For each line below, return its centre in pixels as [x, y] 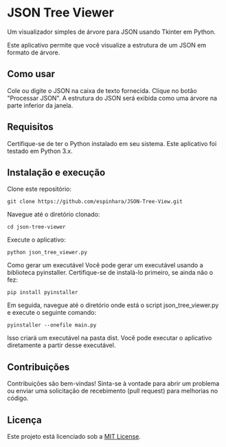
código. [18, 398]
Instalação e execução [56, 173]
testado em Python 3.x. [40, 151]
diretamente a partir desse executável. [61, 345]
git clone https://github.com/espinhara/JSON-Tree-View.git [95, 202]
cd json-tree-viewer [37, 227]
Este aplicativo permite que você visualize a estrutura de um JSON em [107, 45]
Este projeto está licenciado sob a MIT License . [74, 436]
